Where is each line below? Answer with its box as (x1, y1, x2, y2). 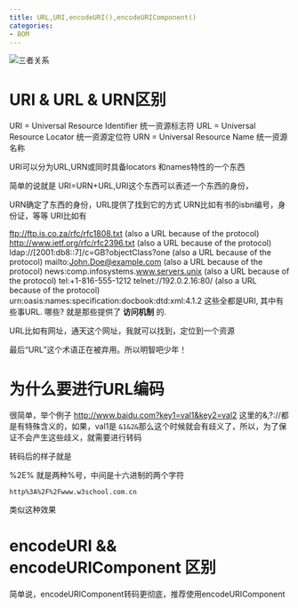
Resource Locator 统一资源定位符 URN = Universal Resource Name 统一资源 (9, 132, 288, 142)
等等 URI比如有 (32, 211, 87, 221)
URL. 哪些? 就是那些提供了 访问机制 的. (24, 307, 167, 317)
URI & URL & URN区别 (9, 90, 166, 109)
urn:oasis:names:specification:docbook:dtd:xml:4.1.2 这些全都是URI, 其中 (9, 295, 277, 307)
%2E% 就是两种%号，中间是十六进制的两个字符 (9, 470, 185, 481)
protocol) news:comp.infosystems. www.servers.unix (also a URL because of (9, 266, 290, 276)
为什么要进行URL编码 (9, 379, 165, 399)
